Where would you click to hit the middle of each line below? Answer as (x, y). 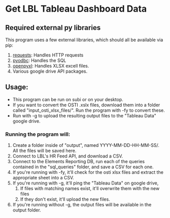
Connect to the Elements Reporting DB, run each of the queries (79, 162)
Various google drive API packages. (50, 71)
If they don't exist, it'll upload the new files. (65, 199)
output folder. (27, 210)
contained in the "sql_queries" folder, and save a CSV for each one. (83, 167)
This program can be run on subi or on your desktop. (68, 99)
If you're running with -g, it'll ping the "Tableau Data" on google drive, (86, 183)
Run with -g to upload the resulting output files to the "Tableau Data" (84, 115)
